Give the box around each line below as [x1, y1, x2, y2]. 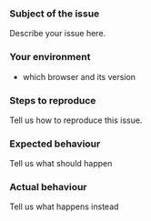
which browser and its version [22, 71, 136, 82]
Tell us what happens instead [9, 201, 119, 212]
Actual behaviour [9, 181, 88, 194]
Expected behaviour [9, 137, 101, 150]
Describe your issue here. [9, 28, 106, 39]
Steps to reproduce [9, 94, 96, 106]
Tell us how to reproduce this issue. [9, 115, 143, 126]
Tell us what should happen [9, 158, 113, 169]
